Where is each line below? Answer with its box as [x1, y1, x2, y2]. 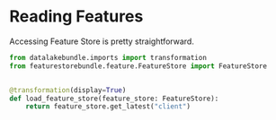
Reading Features [9, 6, 144, 27]
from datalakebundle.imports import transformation [9, 53, 207, 62]
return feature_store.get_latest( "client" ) [25, 102, 191, 111]
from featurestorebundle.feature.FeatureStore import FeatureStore [9, 61, 268, 71]
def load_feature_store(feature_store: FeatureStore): [9, 94, 219, 103]
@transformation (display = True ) [9, 85, 127, 95]
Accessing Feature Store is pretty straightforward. [9, 36, 195, 47]
